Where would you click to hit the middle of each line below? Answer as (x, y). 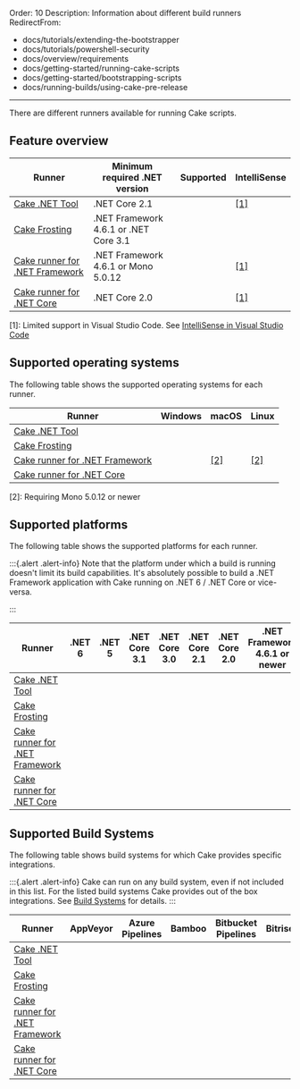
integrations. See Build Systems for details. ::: (93, 901)
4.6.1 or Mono (123, 266)
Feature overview (59, 141)
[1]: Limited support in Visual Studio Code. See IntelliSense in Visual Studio (146, 325)
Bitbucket (236, 923)
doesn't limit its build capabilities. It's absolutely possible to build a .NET (142, 573)
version (132, 189)
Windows (181, 416)
